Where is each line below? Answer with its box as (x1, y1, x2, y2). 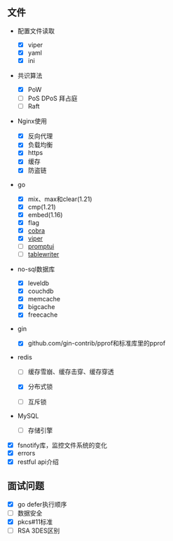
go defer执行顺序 (17, 500, 67, 508)
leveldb (27, 279, 50, 287)
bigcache (27, 303, 55, 311)
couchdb (27, 287, 54, 296)
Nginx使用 (17, 117, 48, 125)
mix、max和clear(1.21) (27, 195, 92, 203)
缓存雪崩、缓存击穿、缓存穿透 (27, 367, 114, 376)
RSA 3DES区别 (17, 526, 60, 535)
